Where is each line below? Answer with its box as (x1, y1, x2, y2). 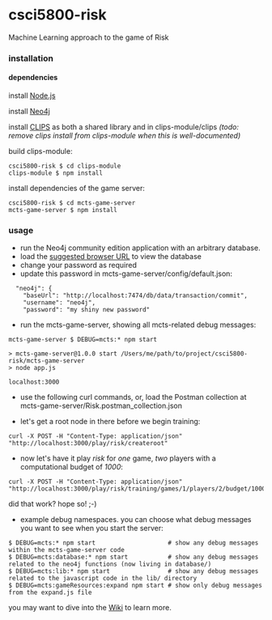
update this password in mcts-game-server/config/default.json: (19, 269, 233, 278)
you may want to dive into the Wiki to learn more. (8, 603, 172, 613)
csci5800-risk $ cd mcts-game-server (8, 199, 136, 207)
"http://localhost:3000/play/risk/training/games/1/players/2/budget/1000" (8, 485, 270, 493)
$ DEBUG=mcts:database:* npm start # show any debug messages (8, 553, 259, 562)
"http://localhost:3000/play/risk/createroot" (8, 440, 168, 448)
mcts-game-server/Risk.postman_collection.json (19, 401, 182, 410)
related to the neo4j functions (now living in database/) (8, 560, 212, 568)
